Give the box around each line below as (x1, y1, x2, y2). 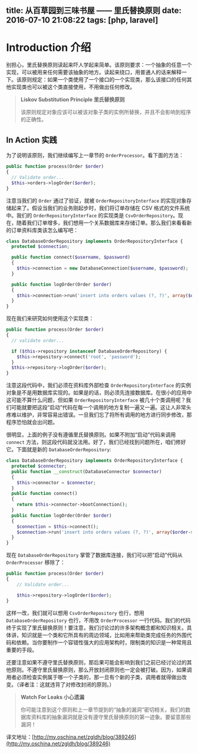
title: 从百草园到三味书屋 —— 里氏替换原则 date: (6, 5, 181, 16)
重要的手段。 (6, 646, 37, 653)
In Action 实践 (6, 135, 57, 145)
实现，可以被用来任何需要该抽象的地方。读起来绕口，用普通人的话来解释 (6, 69, 181, 76)
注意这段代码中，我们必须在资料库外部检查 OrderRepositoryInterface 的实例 (6, 382, 192, 389)
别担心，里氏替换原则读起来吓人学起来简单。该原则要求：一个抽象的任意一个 (6, 61, 192, 69)
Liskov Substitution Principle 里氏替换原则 (20, 96, 125, 103)
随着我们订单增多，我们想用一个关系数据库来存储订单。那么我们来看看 (16, 219, 187, 226)
